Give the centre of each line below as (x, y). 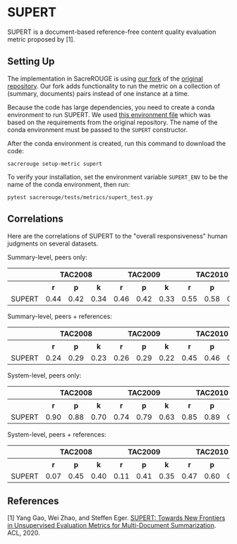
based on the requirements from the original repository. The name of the (113, 122)
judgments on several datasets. (53, 243)
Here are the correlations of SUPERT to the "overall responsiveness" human (117, 236)
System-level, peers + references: (57, 434)
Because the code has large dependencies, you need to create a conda (111, 107)
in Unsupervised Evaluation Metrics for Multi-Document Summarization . (112, 526)
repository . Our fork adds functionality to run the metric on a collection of (114, 86)
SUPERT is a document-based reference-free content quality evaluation (112, 32)
